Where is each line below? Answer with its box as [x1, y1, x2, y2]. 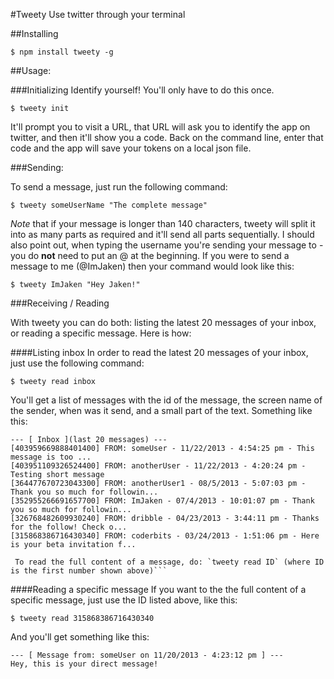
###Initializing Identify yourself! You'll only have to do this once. [10, 84, 275, 96]
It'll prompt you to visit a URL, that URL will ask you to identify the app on [10, 121, 311, 133]
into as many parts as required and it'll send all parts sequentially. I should [10, 229, 315, 240]
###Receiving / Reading [10, 297, 110, 309]
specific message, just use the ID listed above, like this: [10, 594, 238, 606]
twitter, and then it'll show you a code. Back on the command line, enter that [10, 132, 324, 143]
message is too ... [10, 452, 92, 462]
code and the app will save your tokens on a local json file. [10, 142, 252, 154]
